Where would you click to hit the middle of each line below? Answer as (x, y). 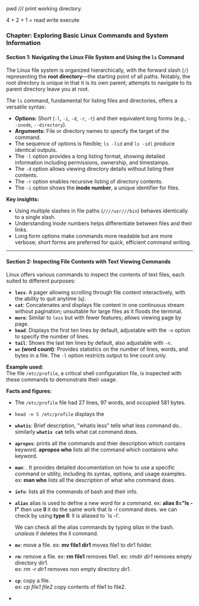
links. (21, 230)
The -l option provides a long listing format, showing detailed (90, 156)
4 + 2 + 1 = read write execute (43, 20)
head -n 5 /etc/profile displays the (60, 414)
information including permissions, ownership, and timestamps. (92, 163)
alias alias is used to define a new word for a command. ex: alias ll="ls (102, 503)
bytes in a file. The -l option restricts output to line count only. (91, 356)
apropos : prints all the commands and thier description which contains (100, 443)
